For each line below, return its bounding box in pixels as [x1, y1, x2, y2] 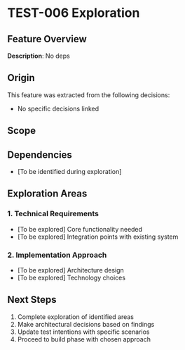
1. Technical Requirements [7, 209, 100, 219]
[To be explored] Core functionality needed [17, 225, 142, 233]
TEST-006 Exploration [7, 5, 140, 21]
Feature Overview [7, 33, 88, 45]
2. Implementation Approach [7, 250, 107, 260]
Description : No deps [7, 51, 70, 60]
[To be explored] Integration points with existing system [17, 232, 179, 241]
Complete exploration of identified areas [17, 312, 135, 321]
